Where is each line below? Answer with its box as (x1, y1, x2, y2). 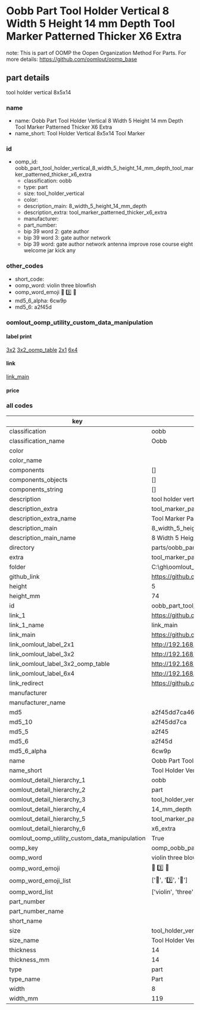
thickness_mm (9, 955, 50, 963)
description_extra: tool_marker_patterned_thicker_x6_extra (23, 209, 167, 216)
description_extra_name (9, 514, 76, 522)
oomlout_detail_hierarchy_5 (9, 814, 86, 823)
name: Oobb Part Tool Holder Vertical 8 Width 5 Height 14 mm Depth (14, 117, 183, 125)
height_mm (9, 591, 40, 600)
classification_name (9, 436, 65, 445)
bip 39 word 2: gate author (23, 228, 89, 235)
